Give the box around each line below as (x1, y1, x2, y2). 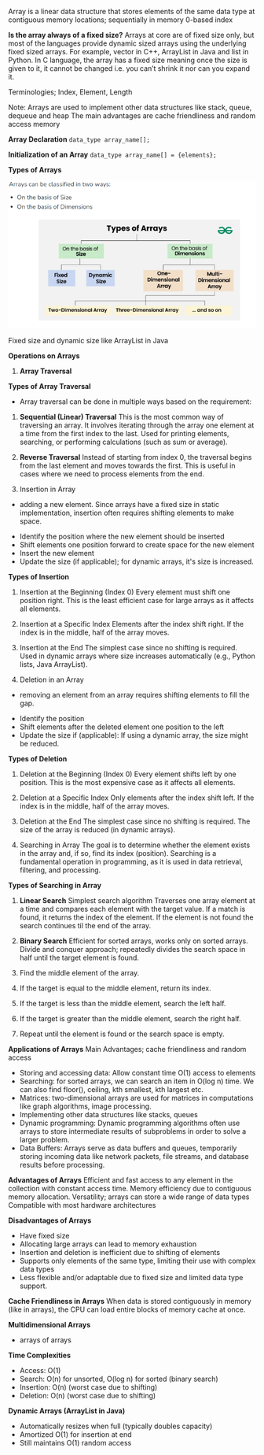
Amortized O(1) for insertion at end (19, 1430, 132, 1439)
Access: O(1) (19, 1366, 61, 1375)
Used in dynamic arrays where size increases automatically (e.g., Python (19, 651, 255, 661)
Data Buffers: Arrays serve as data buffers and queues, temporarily (19, 1143, 237, 1153)
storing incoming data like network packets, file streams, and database (19, 1152, 249, 1161)
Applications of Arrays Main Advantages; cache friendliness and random (8, 1045, 247, 1054)
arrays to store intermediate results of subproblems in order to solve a (19, 1127, 247, 1136)
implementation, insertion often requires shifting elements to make (19, 508, 234, 518)
